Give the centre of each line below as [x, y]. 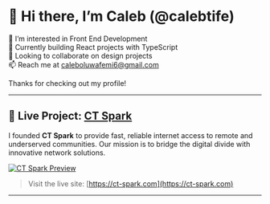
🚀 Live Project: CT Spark [70, 116]
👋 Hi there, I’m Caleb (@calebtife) [121, 16]
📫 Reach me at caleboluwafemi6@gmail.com [84, 64]
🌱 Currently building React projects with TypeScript [93, 47]
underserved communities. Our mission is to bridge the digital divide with [129, 144]
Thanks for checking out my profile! [67, 83]
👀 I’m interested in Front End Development [78, 39]
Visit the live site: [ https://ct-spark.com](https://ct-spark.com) [131, 183]
